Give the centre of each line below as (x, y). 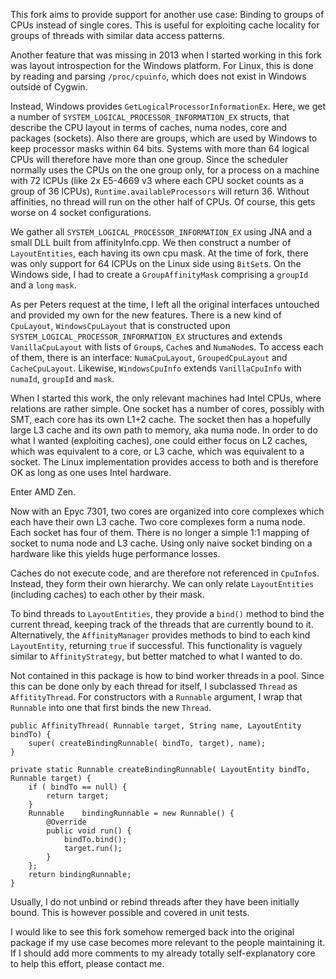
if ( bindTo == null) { (78, 787)
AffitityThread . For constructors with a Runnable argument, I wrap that (156, 697)
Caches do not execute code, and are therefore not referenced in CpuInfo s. (165, 573)
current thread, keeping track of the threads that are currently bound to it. (162, 624)
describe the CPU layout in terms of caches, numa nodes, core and (149, 127)
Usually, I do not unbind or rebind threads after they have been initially (155, 902)
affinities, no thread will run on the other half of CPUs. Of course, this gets (163, 202)
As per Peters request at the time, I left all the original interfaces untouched (165, 304)
